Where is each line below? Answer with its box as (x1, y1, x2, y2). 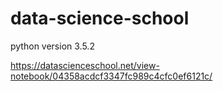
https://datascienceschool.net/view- (10, 59, 160, 71)
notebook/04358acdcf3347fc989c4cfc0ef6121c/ (10, 70, 213, 82)
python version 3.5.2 (10, 40, 95, 52)
